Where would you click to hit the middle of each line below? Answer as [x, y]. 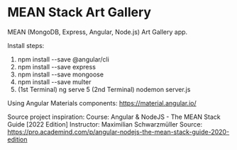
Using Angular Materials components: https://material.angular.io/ [102, 103]
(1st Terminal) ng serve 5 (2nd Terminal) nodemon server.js [104, 89]
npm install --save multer [54, 81]
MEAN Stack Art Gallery [79, 12]
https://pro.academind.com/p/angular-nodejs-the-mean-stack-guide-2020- [118, 132]
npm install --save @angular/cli [64, 59]
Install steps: [26, 45]
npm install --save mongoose [61, 74]
